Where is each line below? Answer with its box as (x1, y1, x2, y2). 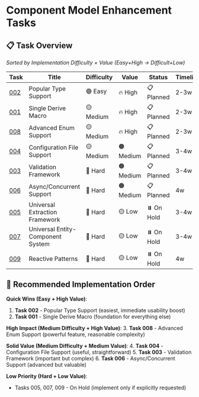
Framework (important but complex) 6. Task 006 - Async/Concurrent (6, 354, 176, 362)
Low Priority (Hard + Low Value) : (6, 372, 88, 379)
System (28, 240, 50, 248)
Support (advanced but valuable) (6, 361, 87, 368)
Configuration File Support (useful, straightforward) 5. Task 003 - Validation (6, 348, 192, 356)
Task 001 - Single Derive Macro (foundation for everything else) (14, 313, 171, 320)
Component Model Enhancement (6, 4, 172, 17)
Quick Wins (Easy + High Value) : (6, 295, 88, 302)
